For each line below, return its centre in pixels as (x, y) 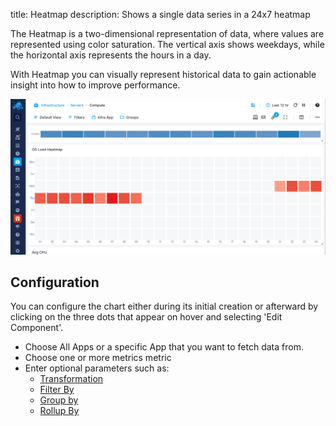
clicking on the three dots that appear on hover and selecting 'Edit (146, 317)
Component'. (37, 328)
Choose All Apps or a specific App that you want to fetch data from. (164, 347)
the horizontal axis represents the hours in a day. (111, 55)
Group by (59, 400)
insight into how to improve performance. (95, 85)
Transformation (71, 379)
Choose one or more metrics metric (98, 358)
